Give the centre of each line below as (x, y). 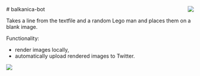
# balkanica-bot (26, 9)
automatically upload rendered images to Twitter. (75, 56)
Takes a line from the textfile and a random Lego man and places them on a (99, 21)
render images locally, (42, 50)
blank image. (22, 27)
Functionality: (23, 38)
